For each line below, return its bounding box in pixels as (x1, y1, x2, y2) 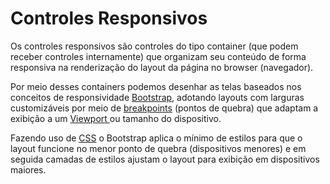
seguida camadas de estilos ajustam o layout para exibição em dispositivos (10, 153, 320, 165)
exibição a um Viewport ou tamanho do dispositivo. (10, 112, 222, 124)
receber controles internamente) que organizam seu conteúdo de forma (10, 50, 307, 62)
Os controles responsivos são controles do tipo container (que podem (10, 40, 299, 52)
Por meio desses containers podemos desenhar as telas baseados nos (10, 80, 302, 92)
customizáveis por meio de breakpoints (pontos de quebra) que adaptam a (10, 102, 319, 114)
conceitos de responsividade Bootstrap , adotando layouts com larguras (10, 91, 305, 103)
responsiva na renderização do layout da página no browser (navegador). (10, 61, 314, 73)
